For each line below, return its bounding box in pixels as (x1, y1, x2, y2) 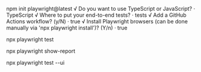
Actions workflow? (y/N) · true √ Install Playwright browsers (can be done (6, 18, 188, 25)
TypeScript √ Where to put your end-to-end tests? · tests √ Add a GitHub (6, 11, 187, 19)
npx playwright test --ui (6, 59, 65, 66)
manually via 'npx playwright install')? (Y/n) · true (6, 24, 128, 31)
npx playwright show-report (6, 47, 76, 55)
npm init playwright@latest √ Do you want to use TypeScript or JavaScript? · (6, 5, 196, 12)
